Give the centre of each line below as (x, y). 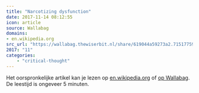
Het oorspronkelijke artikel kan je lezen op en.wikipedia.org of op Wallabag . (98, 78)
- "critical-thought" (43, 61)
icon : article (24, 22)
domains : (17, 34)
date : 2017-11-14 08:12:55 (39, 17)
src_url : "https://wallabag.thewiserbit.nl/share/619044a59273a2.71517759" (102, 45)
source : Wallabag (28, 28)
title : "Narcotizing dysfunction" (49, 11)
